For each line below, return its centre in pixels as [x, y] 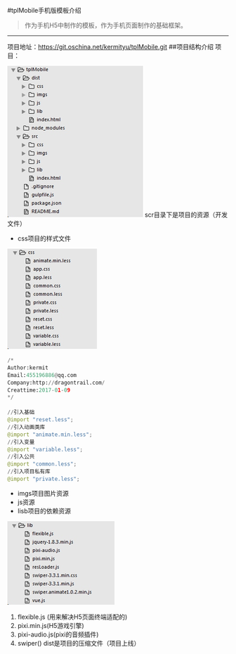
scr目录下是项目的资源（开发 [186, 214]
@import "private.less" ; [44, 479]
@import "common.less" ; [42, 464]
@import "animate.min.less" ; [50, 435]
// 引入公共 [21, 457]
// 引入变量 [21, 442]
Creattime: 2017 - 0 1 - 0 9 [39, 390]
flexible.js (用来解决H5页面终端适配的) [72, 617]
